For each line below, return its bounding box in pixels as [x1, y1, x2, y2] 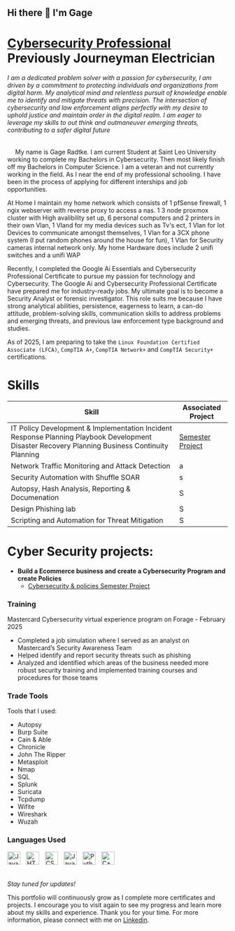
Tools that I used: [7, 707, 57, 715]
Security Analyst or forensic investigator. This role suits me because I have [7, 294, 222, 303]
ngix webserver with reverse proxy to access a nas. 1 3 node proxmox [7, 206, 208, 214]
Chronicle [17, 743, 45, 751]
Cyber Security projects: [7, 543, 154, 559]
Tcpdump [17, 795, 45, 804]
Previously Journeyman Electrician [7, 50, 215, 66]
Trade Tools [7, 691, 49, 701]
